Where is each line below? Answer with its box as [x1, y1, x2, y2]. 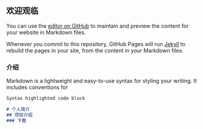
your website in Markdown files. [6, 28, 86, 36]
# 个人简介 [6, 106, 30, 112]
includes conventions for [6, 84, 68, 91]
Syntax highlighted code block [6, 96, 85, 102]
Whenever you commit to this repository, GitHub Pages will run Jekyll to [6, 40, 186, 47]
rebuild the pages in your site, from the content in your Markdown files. [6, 47, 184, 54]
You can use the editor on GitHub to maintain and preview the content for [6, 22, 189, 29]
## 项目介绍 [6, 111, 33, 118]
